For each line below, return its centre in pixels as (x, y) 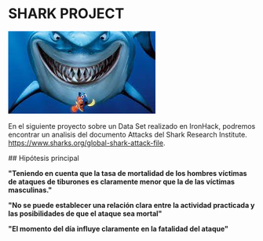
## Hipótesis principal (44, 158)
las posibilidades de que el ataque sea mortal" (85, 214)
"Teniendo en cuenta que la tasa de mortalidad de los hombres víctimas (128, 173)
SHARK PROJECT (66, 14)
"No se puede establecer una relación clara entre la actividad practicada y (131, 205)
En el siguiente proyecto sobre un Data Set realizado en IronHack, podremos (132, 126)
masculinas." (30, 190)
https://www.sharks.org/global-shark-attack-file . (87, 143)
